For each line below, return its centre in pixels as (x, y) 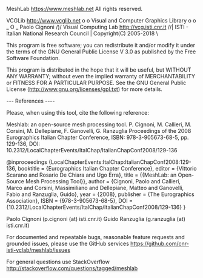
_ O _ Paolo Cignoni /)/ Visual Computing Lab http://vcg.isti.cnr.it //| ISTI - (98, 27)
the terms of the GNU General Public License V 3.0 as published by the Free (101, 52)
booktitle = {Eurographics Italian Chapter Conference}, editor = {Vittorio (107, 168)
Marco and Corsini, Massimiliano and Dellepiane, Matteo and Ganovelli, (95, 188)
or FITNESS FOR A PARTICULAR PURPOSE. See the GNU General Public (96, 83)
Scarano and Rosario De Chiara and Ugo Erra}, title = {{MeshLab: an (92, 175)
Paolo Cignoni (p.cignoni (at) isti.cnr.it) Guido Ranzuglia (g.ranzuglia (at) (96, 219)
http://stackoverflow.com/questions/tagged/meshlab (72, 268)
